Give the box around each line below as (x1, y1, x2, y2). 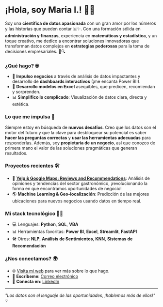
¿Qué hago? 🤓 (5, 62, 39, 69)
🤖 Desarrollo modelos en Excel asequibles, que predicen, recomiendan (12, 84, 155, 90)
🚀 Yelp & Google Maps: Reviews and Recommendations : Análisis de (12, 175, 150, 181)
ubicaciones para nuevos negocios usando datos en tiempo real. (12, 198, 142, 204)
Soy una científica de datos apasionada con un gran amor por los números (5, 20, 156, 26)
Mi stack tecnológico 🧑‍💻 (5, 210, 63, 217)
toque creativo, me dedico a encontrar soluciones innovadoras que (5, 38, 139, 44)
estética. (12, 101, 30, 107)
